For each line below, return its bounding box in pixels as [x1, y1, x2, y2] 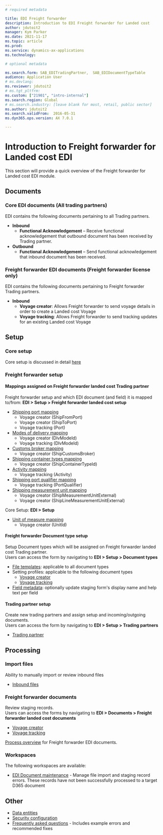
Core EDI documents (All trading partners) [5, 202, 108, 209]
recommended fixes [12, 826, 53, 832]
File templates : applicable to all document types [12, 563, 109, 569]
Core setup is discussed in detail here [5, 359, 81, 365]
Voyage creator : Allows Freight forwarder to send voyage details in [19, 303, 156, 309]
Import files [5, 660, 33, 667]
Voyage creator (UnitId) [19, 522, 67, 528]
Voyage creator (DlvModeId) [19, 435, 77, 441]
